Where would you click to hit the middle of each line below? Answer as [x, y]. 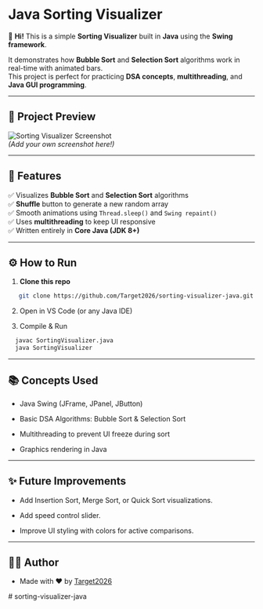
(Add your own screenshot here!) [61, 144]
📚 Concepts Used [53, 381]
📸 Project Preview [52, 117]
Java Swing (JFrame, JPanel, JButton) [81, 403]
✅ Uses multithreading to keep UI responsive [82, 221]
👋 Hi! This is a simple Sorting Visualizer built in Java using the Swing [121, 36]
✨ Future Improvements [67, 481]
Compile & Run [43, 326]
